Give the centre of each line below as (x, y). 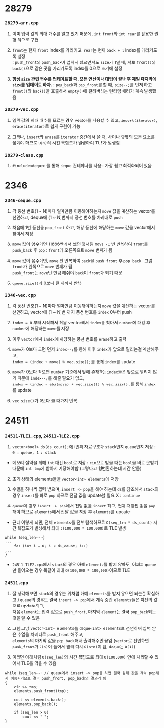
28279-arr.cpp (22, 23)
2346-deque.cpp (23, 200)
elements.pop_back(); (36, 704)
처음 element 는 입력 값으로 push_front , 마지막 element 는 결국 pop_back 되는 (84, 612)
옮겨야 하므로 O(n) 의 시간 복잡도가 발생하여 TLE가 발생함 (66, 142)
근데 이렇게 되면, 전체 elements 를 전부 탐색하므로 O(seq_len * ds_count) (82, 522)
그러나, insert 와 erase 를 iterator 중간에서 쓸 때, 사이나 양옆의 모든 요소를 (83, 137)
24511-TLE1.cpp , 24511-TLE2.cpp (42, 436)
